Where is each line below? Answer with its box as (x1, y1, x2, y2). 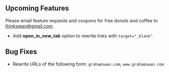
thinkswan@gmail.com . (5, 23, 54, 29)
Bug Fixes (5, 48, 37, 56)
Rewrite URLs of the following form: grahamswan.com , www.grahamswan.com (12, 61, 164, 67)
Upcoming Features (5, 4, 69, 13)
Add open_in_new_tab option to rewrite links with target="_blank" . (12, 32, 154, 39)
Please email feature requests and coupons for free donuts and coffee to (5, 17, 158, 23)
